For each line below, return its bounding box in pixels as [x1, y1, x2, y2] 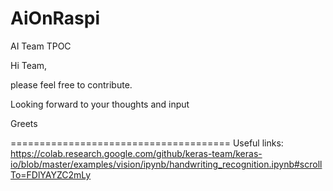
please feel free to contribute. [10, 78, 133, 91]
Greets [10, 117, 38, 129]
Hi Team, [10, 59, 48, 71]
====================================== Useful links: [10, 137, 284, 149]
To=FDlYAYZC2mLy [10, 168, 92, 181]
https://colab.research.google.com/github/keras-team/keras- [10, 147, 263, 159]
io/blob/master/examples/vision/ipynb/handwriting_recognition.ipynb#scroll [10, 158, 323, 170]
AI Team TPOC [10, 40, 72, 52]
